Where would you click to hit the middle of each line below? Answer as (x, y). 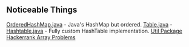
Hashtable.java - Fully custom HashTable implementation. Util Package (94, 31)
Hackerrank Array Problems (41, 37)
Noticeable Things (42, 10)
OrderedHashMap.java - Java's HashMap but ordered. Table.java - (89, 24)
